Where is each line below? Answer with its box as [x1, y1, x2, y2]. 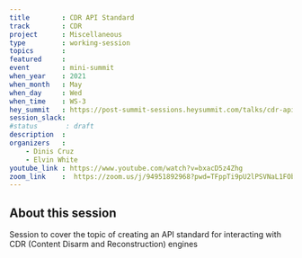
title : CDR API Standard [9, 13, 135, 22]
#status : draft [9, 122, 94, 131]
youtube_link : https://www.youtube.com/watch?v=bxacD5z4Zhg [9, 164, 244, 173]
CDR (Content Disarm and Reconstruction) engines [9, 239, 198, 250]
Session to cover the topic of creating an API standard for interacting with [9, 229, 281, 240]
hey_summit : [9, 105, 67, 114]
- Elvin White [25, 155, 78, 165]
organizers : [9, 138, 67, 147]
